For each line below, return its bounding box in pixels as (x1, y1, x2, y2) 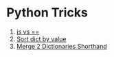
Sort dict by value (16, 34, 67, 43)
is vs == (16, 27, 40, 36)
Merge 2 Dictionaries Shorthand (16, 42, 107, 50)
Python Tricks (6, 5, 89, 21)
